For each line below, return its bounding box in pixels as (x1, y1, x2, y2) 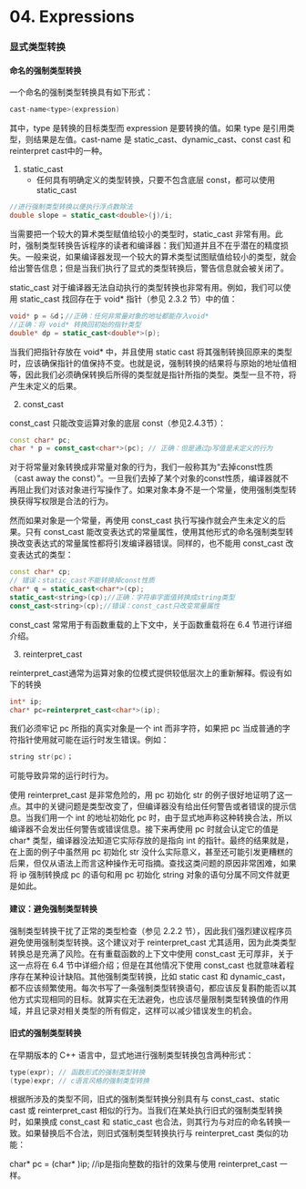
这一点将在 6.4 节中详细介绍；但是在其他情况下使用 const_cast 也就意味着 (9, 959, 287, 970)
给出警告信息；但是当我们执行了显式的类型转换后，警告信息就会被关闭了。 (9, 262, 289, 273)
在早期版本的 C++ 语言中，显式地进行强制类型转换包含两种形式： (9, 1050, 254, 1061)
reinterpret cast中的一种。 (9, 146, 107, 157)
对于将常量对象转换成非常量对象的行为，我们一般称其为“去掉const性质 (9, 462, 273, 473)
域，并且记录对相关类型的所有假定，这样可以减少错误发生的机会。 (9, 1005, 257, 1016)
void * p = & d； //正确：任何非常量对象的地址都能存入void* (9, 312, 209, 321)
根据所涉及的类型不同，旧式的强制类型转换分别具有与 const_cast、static (9, 1093, 280, 1104)
